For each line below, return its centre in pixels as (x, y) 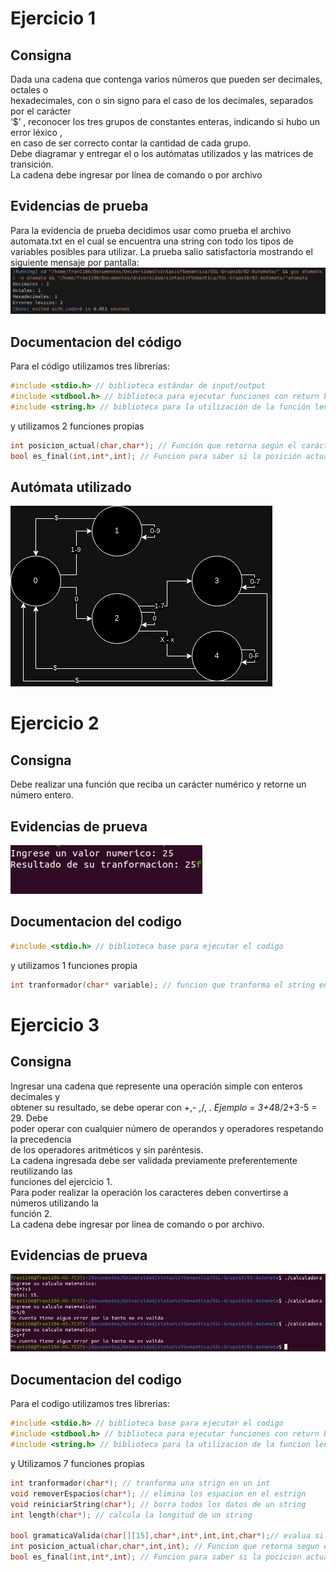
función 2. (31, 1213)
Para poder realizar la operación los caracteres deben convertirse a (149, 1192)
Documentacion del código (96, 342)
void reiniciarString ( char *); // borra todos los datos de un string (158, 1504)
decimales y (35, 1096)
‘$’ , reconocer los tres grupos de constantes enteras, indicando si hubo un (165, 121)
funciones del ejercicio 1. (61, 1181)
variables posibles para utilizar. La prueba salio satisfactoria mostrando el (161, 251)
